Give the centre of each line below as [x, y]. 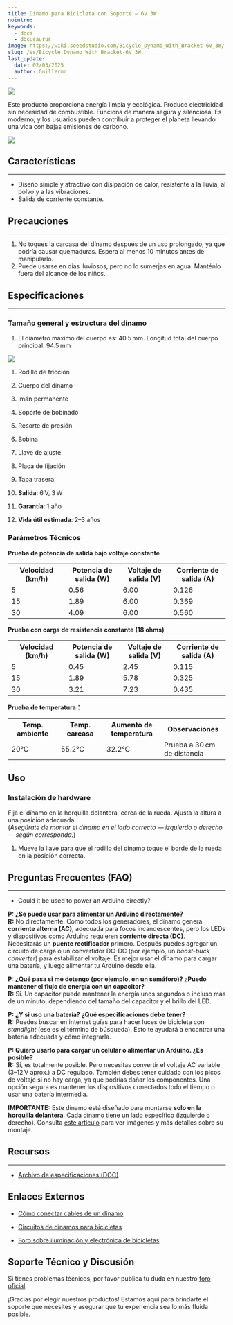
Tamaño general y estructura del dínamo [77, 323]
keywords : [22, 26]
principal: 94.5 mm [44, 346]
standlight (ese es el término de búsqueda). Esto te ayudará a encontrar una [116, 1030]
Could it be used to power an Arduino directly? [84, 901]
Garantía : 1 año [39, 506]
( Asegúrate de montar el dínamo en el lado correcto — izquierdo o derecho [115, 828]
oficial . [17, 1286]
